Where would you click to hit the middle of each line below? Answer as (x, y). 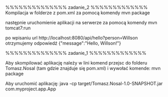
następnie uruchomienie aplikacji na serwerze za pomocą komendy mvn (81, 23)
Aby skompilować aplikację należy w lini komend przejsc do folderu (76, 63)
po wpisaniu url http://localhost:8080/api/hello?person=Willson (71, 38)
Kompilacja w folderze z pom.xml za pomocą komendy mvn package (78, 13)
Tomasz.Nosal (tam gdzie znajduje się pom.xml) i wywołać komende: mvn (83, 68)
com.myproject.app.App (31, 89)
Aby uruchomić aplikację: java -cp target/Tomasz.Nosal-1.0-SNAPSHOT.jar (84, 84)
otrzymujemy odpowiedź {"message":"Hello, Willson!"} (63, 43)
